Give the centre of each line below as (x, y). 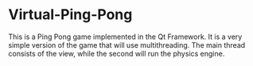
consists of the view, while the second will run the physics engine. (117, 53)
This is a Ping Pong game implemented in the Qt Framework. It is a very (125, 37)
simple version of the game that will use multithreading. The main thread (127, 45)
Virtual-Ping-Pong (70, 15)
